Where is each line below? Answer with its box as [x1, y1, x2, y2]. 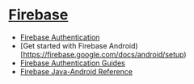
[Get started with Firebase [19, 40, 108, 50]
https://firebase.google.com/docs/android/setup [23, 49, 184, 59]
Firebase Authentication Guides [19, 58, 125, 68]
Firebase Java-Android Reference [19, 66, 133, 76]
